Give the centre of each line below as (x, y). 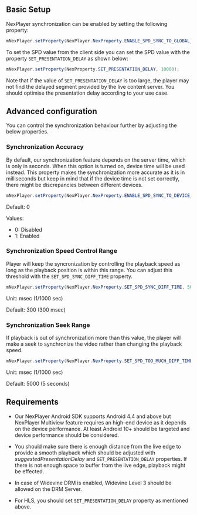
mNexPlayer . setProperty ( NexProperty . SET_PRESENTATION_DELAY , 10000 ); (93, 69)
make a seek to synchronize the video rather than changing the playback (94, 344)
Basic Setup (28, 10)
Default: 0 (18, 207)
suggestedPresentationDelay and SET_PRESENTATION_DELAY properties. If (101, 459)
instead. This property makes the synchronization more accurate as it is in (96, 172)
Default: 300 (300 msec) (36, 310)
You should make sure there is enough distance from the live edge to (98, 446)
